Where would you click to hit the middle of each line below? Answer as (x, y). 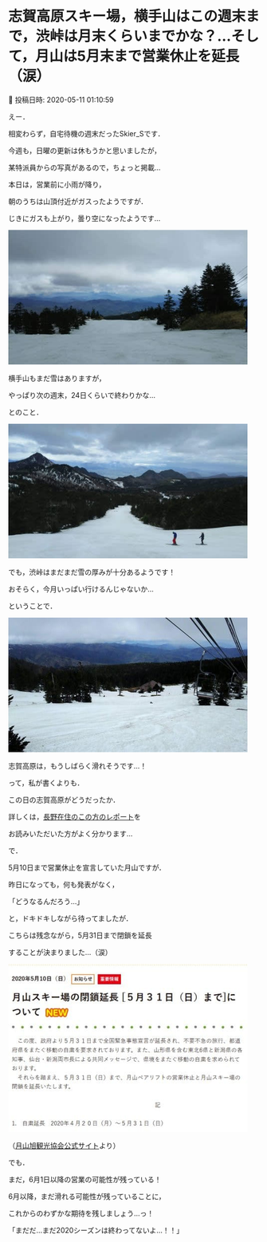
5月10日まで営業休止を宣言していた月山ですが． (87, 867)
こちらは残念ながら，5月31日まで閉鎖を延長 (80, 935)
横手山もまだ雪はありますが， (57, 378)
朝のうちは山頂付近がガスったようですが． (78, 201)
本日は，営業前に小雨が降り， (57, 184)
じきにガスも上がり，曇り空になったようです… (84, 218)
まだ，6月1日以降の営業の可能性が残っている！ (85, 1179)
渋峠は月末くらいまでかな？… (133, 36)
